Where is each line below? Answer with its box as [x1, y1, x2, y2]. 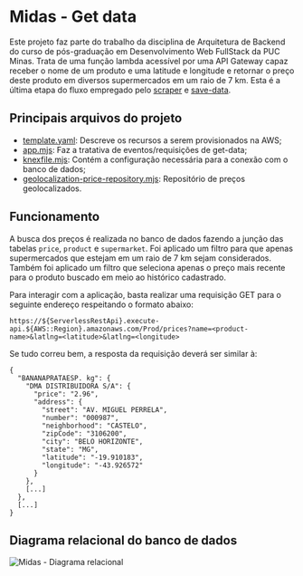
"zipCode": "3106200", [42, 428, 128, 438]
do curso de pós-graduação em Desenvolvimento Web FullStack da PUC [9, 45, 280, 56]
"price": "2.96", [33, 389, 99, 398]
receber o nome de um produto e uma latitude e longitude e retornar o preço [9, 65, 295, 76]
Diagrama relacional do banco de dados [9, 533, 238, 548]
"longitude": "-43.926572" [42, 460, 144, 470]
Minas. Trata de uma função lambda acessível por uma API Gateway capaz [9, 55, 289, 66]
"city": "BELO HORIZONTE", [42, 437, 144, 446]
